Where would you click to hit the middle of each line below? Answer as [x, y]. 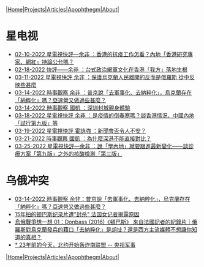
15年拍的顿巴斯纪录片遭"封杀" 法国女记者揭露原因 [77, 214]
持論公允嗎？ [58, 62]
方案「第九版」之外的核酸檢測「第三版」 [71, 154]
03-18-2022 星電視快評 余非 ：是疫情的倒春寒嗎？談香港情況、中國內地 [104, 115]
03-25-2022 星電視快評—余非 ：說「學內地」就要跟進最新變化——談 [101, 146]
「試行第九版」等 [36, 123]
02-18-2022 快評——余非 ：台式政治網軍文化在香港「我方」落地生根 [101, 69]
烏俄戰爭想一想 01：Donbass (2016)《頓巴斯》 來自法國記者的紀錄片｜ [103, 222]
